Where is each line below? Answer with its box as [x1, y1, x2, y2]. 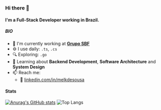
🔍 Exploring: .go [12, 52, 47, 58]
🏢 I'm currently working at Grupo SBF [12, 41, 90, 47]
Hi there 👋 [5, 4, 30, 11]
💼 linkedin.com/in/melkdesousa [19, 77, 85, 83]
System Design [12, 64, 45, 70]
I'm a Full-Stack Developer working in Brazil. [5, 17, 99, 23]
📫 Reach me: [12, 70, 41, 76]
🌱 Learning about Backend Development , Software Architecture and [12, 59, 156, 65]
